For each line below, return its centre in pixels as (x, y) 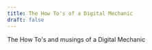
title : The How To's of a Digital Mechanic (70, 13)
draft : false (26, 20)
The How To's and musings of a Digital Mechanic (76, 39)
